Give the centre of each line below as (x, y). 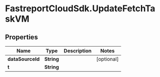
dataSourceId (24, 59)
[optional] (107, 59)
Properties (22, 37)
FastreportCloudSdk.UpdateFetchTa (80, 9)
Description (78, 51)
